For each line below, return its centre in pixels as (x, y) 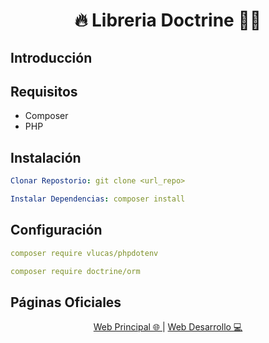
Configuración (56, 230)
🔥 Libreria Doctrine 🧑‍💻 (168, 20)
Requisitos (44, 91)
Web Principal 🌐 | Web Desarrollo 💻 (168, 327)
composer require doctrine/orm (75, 271)
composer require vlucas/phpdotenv (84, 253)
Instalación (46, 157)
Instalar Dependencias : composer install (98, 199)
